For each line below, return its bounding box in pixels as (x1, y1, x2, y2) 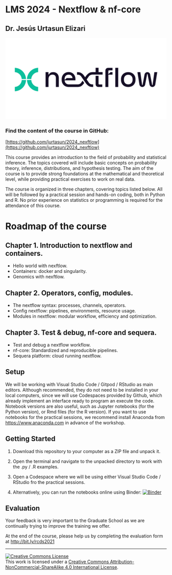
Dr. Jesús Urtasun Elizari (5, 24, 85, 33)
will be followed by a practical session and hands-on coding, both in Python (5, 191, 165, 198)
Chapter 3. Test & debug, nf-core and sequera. (5, 328, 157, 337)
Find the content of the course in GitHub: (5, 127, 109, 134)
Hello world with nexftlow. (12, 263, 68, 269)
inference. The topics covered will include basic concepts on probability (5, 160, 157, 166)
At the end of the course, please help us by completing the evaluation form (5, 533, 163, 539)
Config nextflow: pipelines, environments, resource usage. (12, 308, 136, 314)
